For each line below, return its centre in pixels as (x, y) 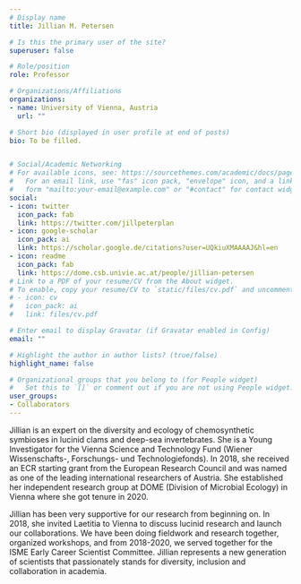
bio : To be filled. (46, 141)
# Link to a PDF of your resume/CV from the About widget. (122, 281)
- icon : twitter (39, 206)
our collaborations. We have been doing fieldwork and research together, (144, 533)
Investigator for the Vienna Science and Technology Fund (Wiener (131, 449)
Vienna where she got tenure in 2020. (79, 496)
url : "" (32, 116)
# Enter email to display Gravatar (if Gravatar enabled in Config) (140, 331)
